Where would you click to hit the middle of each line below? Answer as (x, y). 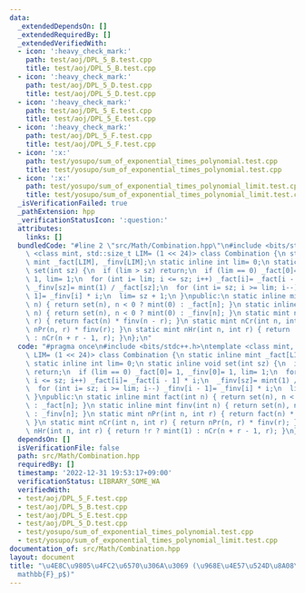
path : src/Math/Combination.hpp (79, 456)
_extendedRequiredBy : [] (64, 34)
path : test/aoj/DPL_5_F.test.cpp (89, 136)
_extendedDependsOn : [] (62, 26)
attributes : (40, 228)
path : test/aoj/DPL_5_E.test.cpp (89, 111)
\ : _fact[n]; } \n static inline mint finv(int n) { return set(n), (158, 406)
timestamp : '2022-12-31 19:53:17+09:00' (95, 473)
